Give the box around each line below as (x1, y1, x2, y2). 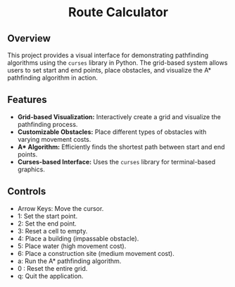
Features (7, 94, 47, 106)
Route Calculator (68, 4, 169, 20)
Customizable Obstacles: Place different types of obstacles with (17, 128, 207, 136)
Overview (7, 32, 51, 44)
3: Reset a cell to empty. (17, 226, 88, 235)
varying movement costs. (17, 135, 91, 143)
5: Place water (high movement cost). (17, 241, 127, 250)
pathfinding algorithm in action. (7, 73, 99, 82)
